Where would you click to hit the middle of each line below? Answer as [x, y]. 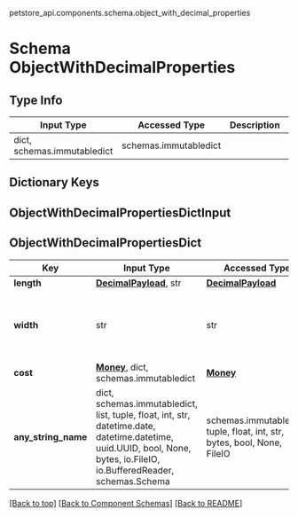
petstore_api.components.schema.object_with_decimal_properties [130, 13]
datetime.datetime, [135, 436]
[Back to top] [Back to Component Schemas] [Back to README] [126, 503]
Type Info [36, 100]
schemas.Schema [133, 481]
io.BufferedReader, [135, 470]
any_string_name [51, 436]
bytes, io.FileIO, [128, 458]
